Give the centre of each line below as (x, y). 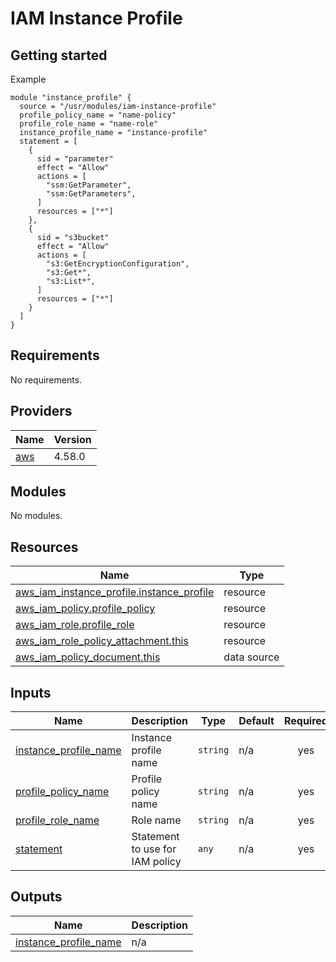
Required (305, 721)
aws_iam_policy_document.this (88, 657)
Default (256, 721)
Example (28, 79)
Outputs (36, 897)
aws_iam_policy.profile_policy (85, 609)
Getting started (59, 55)
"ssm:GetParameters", (91, 194)
